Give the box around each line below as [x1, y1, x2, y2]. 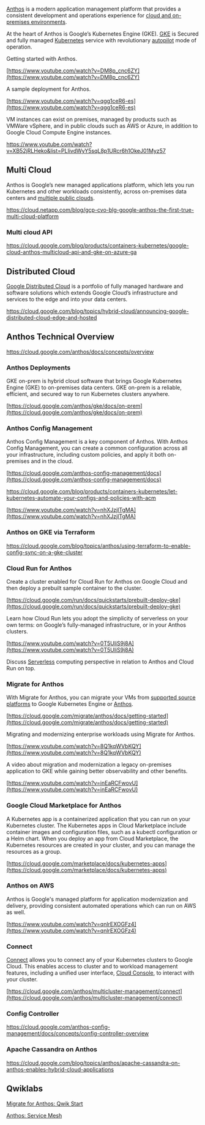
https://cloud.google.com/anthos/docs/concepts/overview [6, 348, 154, 355]
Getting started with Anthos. [6, 55, 78, 62]
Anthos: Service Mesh [6, 1111, 62, 1119]
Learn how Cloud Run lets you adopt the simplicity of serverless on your [6, 614, 188, 622]
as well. [6, 908, 26, 916]
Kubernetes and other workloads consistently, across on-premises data [6, 187, 187, 195]
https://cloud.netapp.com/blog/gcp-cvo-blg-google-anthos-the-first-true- [6, 206, 195, 214]
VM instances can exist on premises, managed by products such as [6, 116, 177, 123]
